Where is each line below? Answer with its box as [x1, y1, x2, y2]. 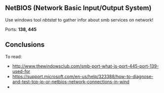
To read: [5, 53, 22, 59]
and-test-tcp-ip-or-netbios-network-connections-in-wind [12, 78, 130, 85]
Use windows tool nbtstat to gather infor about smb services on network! [5, 17, 154, 23]
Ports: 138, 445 [5, 26, 37, 32]
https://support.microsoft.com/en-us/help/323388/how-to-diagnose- [12, 73, 154, 79]
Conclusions [5, 41, 45, 49]
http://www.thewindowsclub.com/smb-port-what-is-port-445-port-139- [12, 63, 159, 69]
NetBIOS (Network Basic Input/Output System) [5, 4, 152, 12]
